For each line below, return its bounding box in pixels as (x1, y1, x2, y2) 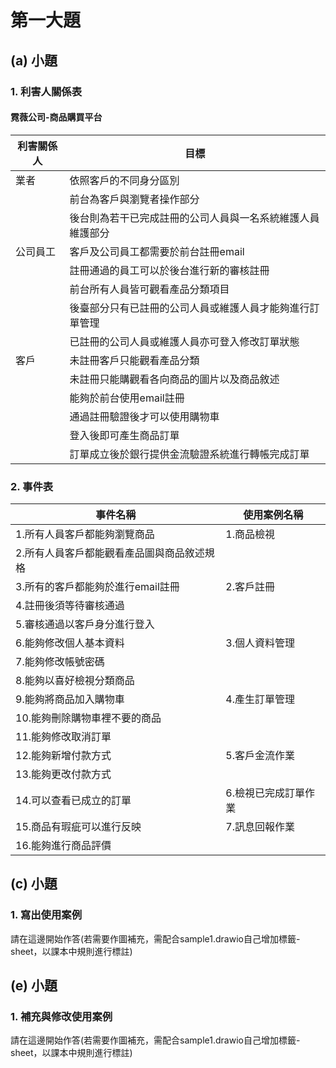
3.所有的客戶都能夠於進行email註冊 (15, 580, 180, 593)
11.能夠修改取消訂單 (15, 730, 112, 743)
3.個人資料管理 (225, 636, 295, 650)
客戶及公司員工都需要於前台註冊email (69, 244, 245, 258)
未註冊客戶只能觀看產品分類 (69, 353, 200, 367)
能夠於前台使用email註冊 (69, 391, 185, 405)
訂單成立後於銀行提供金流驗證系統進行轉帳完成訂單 (69, 447, 310, 461)
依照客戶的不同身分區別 (69, 173, 180, 187)
